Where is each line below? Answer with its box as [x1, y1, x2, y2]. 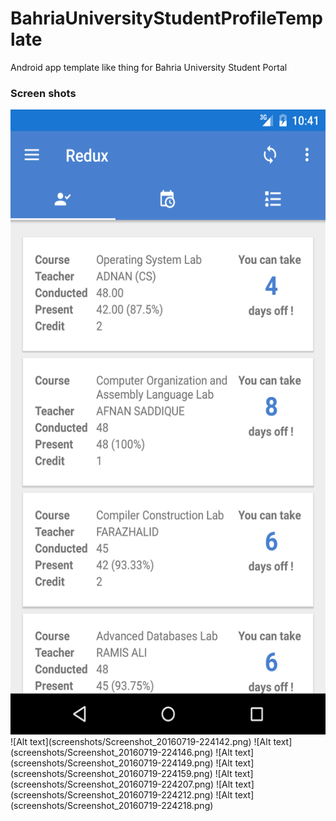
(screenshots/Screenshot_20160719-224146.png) [10, 747, 214, 759]
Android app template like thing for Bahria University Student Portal [10, 61, 288, 73]
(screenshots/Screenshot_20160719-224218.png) [10, 800, 214, 812]
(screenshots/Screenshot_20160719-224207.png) [10, 778, 215, 791]
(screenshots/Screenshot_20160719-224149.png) [10, 757, 214, 769]
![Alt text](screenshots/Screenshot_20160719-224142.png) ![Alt [10, 736, 272, 748]
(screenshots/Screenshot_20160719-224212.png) [10, 789, 214, 801]
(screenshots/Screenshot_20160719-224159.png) [10, 768, 213, 780]
